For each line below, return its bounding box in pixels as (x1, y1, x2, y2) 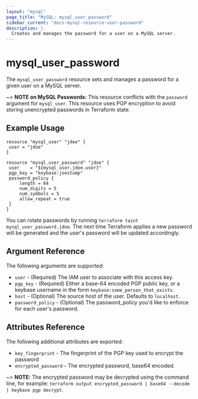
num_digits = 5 (19, 185, 57, 191)
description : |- (6, 25, 46, 31)
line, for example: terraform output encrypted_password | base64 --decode (6, 379, 190, 387)
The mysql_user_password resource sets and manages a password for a (6, 76, 179, 83)
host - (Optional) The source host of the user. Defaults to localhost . (14, 292, 180, 300)
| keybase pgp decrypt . (6, 386, 64, 393)
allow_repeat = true (19, 196, 70, 202)
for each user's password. (14, 305, 79, 312)
